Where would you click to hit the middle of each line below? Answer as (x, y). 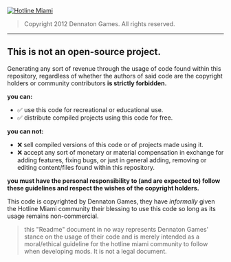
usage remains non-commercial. (53, 216)
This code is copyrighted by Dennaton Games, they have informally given (111, 201)
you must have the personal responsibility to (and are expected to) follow (114, 181)
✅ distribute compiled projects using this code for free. (95, 118)
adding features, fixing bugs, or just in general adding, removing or (112, 160)
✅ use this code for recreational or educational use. (90, 109)
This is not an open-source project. (84, 52)
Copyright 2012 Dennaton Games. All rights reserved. (99, 24)
